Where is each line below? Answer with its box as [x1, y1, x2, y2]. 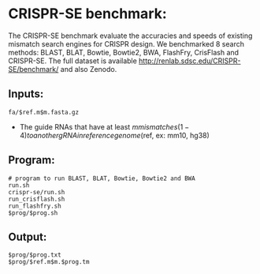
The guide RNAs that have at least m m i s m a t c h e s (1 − [19, 122, 190, 131]
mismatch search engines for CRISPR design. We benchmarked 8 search [8, 39, 244, 48]
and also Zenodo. [60, 64, 117, 73]
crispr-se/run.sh [8, 188, 65, 196]
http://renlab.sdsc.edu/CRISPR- [139, 56, 241, 66]
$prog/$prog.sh [8, 208, 58, 217]
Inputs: [8, 88, 44, 101]
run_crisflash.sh [8, 195, 65, 203]
